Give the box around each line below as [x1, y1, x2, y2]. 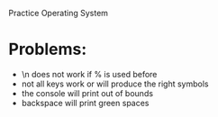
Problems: [8, 40, 87, 59]
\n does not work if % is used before [21, 68, 158, 79]
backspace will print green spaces [21, 97, 150, 108]
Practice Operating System [8, 8, 109, 18]
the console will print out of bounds [21, 87, 154, 98]
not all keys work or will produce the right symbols [21, 78, 209, 89]
